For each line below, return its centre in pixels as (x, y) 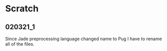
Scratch (22, 9)
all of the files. (20, 44)
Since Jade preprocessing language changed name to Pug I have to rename (83, 39)
